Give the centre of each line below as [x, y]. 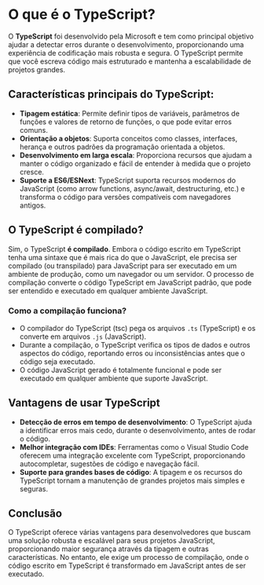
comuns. [34, 130]
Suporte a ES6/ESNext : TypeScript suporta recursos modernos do [128, 180]
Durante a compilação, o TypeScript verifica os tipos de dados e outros [135, 344]
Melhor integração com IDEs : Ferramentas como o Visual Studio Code [134, 447]
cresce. [32, 171]
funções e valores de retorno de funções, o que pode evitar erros [125, 121]
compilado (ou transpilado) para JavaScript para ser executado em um [123, 266]
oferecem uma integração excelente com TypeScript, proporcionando [132, 455]
